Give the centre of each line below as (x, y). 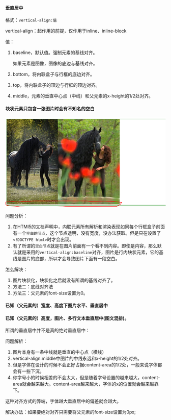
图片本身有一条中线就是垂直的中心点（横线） (60, 352)
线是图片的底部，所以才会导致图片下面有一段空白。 (66, 258)
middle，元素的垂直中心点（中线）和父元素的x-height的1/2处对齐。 (83, 96)
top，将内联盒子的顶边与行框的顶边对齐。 (56, 85)
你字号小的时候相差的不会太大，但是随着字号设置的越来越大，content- (86, 378)
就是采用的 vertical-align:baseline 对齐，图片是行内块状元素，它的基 (90, 252)
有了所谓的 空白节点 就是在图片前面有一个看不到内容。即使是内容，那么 (85, 245)
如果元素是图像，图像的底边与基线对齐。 (55, 63)
